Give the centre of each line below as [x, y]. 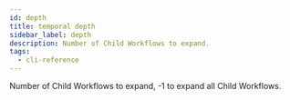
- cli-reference [48, 60]
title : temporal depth [52, 26]
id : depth [28, 18]
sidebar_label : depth [51, 35]
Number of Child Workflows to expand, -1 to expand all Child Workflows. [145, 86]
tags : [20, 52]
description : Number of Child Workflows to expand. [109, 43]
